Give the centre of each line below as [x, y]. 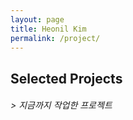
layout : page [37, 19]
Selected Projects [66, 78]
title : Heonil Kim [48, 29]
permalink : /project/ [55, 38]
